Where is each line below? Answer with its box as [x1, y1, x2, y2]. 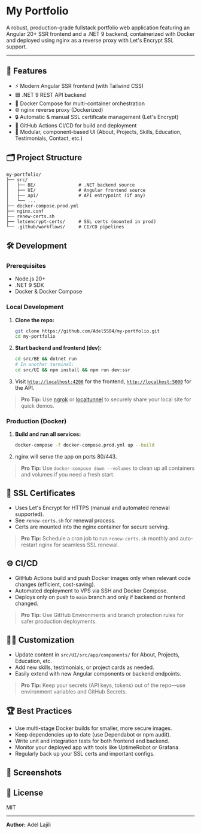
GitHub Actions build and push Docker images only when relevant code [14, 574, 191, 581]
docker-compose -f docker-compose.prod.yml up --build [14, 442, 155, 448]
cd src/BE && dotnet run [14, 356, 77, 362]
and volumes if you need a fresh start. [20, 471, 115, 478]
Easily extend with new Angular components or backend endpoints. [14, 670, 181, 677]
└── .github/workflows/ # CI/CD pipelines [6, 224, 124, 230]
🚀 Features [6, 66, 47, 76]
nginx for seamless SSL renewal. [38, 541, 120, 548]
